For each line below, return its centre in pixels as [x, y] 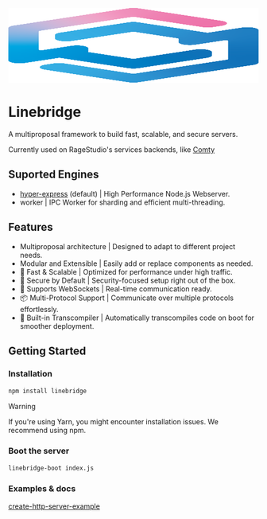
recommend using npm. [47, 431]
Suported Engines [54, 175]
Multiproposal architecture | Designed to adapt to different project [128, 246]
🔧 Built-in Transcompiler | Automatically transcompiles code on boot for [137, 318]
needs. [31, 255]
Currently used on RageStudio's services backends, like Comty [112, 149]
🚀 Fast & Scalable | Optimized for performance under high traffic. [126, 271]
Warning [22, 407]
